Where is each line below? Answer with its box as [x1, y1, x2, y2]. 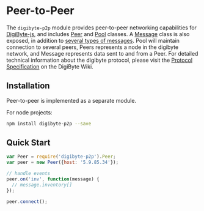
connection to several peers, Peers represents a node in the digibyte [6, 43, 179, 51]
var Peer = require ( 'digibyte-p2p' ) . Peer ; [6, 154, 116, 160]
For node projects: [6, 108, 53, 116]
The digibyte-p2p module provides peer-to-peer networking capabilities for [6, 24, 197, 31]
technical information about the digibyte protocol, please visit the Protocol [6, 56, 193, 64]
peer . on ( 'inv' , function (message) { [6, 176, 100, 182]
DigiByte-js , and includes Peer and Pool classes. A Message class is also [6, 30, 190, 37]
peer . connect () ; [6, 198, 48, 205]
